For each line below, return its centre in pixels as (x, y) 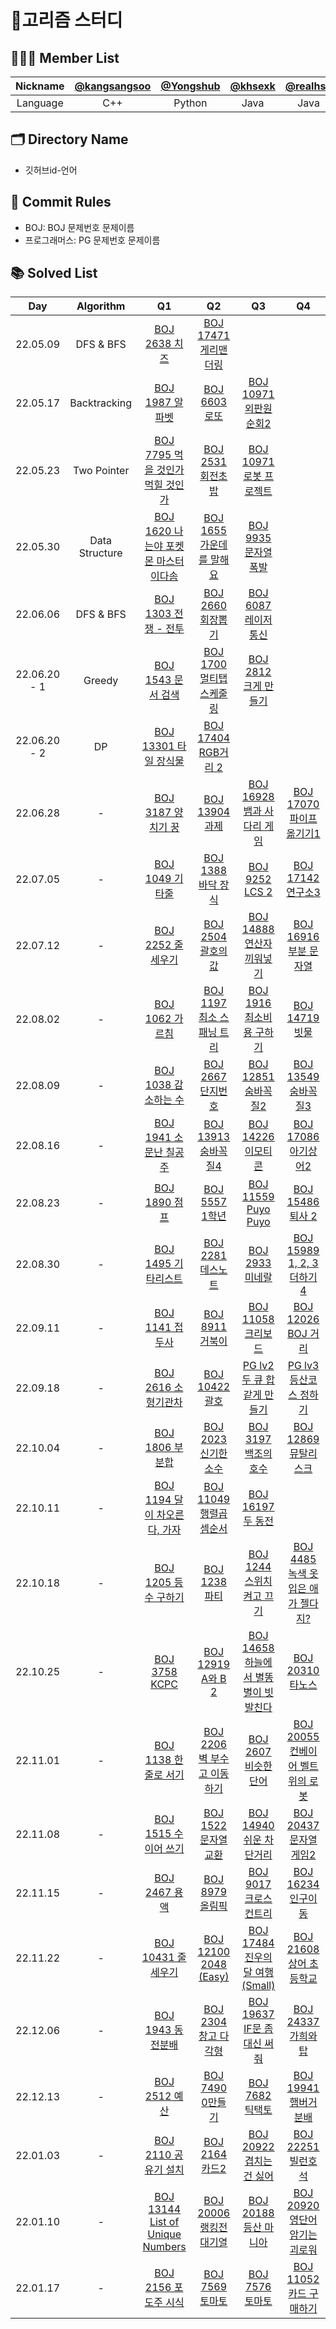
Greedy (101, 681)
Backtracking (101, 403)
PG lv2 (258, 1366)
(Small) (258, 1986)
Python (190, 103)
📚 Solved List (54, 273)
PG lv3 (303, 1366)
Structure (100, 553)
